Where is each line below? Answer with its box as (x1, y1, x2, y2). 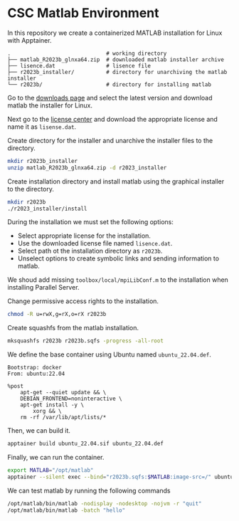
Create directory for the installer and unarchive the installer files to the (7, 136, 213, 144)
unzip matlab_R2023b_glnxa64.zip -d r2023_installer (7, 164, 167, 172)
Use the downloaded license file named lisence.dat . (17, 239, 173, 248)
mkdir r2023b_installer (7, 157, 78, 164)
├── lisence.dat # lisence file (7, 62, 152, 69)
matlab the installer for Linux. (7, 101, 93, 110)
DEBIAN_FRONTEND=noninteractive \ (20, 395, 122, 403)
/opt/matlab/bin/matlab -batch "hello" (7, 507, 126, 514)
